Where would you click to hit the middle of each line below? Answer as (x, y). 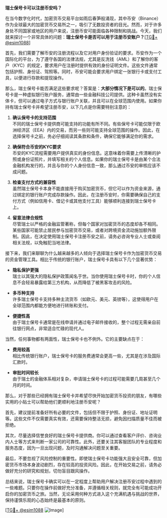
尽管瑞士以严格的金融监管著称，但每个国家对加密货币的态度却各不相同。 (86, 224)
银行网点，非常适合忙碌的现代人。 (52, 328)
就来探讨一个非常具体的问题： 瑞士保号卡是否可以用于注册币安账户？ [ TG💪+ (82, 37)
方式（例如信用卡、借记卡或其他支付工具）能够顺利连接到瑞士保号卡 (86, 201)
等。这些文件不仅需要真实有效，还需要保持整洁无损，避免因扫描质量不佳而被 (83, 418)
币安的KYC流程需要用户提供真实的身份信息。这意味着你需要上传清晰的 (84, 153)
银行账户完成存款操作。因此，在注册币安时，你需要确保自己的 (93, 195)
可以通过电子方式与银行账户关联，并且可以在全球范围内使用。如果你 (92, 101)
